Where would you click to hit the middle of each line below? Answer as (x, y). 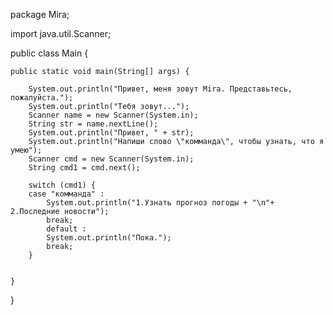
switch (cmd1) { (62, 185)
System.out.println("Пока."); (109, 238)
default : (66, 229)
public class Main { (49, 53)
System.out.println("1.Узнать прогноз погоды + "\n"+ (160, 203)
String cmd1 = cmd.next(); (84, 168)
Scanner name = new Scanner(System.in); (113, 115)
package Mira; (40, 14)
